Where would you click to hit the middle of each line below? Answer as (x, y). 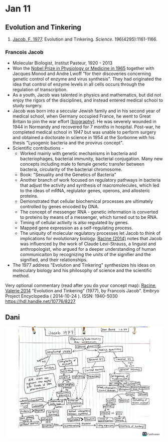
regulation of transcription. (40, 90)
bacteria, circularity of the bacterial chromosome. (71, 169)
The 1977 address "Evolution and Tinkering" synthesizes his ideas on (84, 265)
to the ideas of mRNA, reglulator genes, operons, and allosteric (85, 191)
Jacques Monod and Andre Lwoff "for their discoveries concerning (82, 74)
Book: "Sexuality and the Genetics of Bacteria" (68, 175)
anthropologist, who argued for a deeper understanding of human (88, 249)
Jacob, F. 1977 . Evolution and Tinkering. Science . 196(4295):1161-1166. (85, 39)
